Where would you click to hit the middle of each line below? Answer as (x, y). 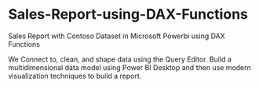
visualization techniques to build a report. (75, 76)
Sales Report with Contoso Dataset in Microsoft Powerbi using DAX (117, 36)
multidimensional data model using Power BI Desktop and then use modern (129, 67)
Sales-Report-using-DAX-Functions (128, 14)
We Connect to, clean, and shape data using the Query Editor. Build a (120, 59)
